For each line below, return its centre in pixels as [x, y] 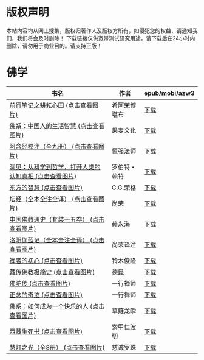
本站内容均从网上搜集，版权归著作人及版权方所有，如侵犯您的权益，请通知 [99, 30]
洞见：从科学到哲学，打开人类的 [55, 167]
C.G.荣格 [124, 188]
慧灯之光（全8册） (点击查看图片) [57, 347]
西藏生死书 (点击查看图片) [46, 331]
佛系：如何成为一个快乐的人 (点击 [57, 306]
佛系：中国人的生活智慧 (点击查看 [57, 125]
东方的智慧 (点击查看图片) [46, 188]
